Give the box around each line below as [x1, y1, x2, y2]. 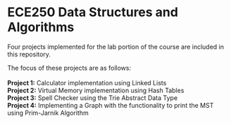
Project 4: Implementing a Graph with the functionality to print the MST [7, 101, 214, 109]
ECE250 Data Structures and [7, 4, 178, 20]
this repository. [7, 50, 51, 58]
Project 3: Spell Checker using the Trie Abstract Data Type [7, 93, 178, 102]
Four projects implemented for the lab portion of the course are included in [7, 42, 224, 51]
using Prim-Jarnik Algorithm [7, 108, 89, 117]
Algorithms [7, 19, 75, 35]
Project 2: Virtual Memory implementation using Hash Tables [7, 86, 185, 94]
